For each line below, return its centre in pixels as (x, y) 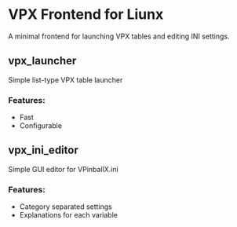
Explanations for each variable (68, 215)
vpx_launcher (42, 61)
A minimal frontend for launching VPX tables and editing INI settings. (119, 36)
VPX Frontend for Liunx (86, 15)
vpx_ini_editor (43, 150)
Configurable (41, 126)
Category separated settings (66, 207)
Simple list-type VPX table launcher (66, 79)
